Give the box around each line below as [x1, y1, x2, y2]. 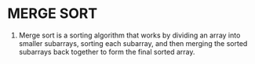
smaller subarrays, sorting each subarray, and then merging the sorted [18, 38, 248, 48]
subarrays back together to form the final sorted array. [18, 47, 195, 56]
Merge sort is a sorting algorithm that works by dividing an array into [18, 30, 241, 40]
